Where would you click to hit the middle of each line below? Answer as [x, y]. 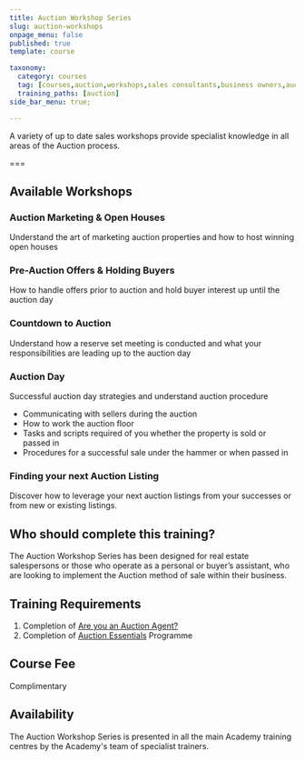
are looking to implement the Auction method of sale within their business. [148, 576]
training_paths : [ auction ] [69, 93]
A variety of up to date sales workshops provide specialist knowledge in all [149, 135]
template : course [42, 52]
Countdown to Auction [60, 324]
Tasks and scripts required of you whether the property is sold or [144, 434]
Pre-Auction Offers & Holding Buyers [92, 271]
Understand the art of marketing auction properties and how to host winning [152, 237]
